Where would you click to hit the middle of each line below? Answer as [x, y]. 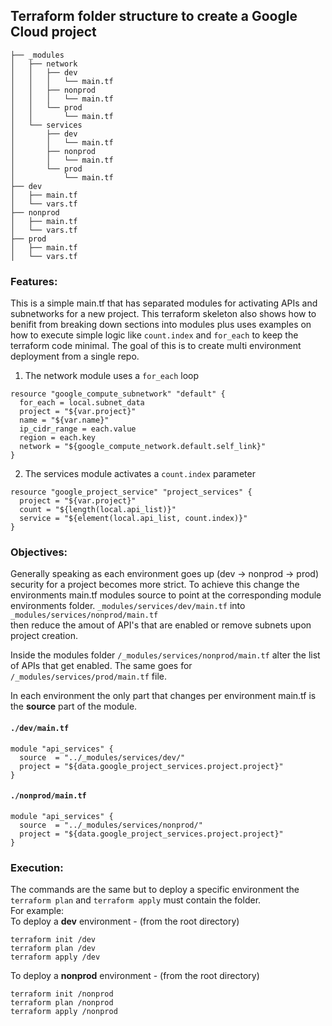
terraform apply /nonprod [64, 1012]
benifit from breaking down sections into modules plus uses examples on [161, 325]
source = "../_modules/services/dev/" [102, 757]
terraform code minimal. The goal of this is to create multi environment [156, 346]
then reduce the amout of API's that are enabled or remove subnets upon [161, 625]
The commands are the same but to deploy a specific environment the [155, 890]
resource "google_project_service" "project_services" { [131, 492]
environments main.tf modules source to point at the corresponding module [166, 595]
